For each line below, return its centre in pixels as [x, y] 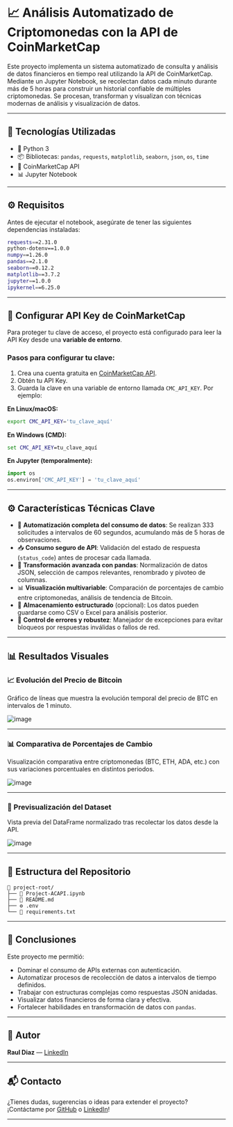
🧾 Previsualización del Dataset [60, 807]
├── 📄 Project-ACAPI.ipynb [46, 894]
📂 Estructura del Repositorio [69, 871]
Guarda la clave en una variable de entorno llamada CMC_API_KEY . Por [115, 388]
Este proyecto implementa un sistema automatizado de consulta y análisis [113, 66]
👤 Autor [24, 1035]
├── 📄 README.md [31, 900]
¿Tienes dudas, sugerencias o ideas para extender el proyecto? [98, 1102]
